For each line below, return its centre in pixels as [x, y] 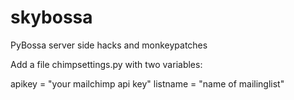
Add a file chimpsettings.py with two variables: [106, 64]
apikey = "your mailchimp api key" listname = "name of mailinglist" [147, 83]
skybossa [51, 17]
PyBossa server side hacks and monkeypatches [109, 45]
